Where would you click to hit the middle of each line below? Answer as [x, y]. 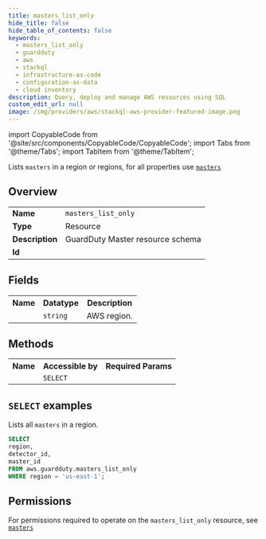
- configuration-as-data [57, 82]
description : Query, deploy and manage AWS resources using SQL [117, 97]
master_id [25, 461]
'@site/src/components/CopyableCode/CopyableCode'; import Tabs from [129, 143]
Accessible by [70, 366]
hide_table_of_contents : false [60, 30]
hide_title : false [39, 23]
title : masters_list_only [51, 16]
